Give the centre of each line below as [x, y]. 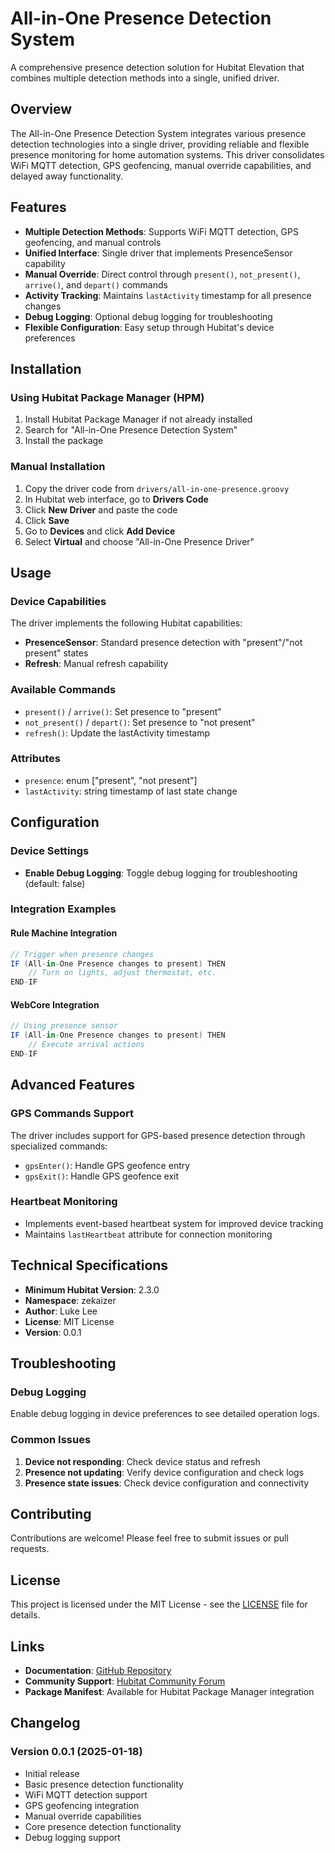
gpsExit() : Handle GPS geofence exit [102, 1176]
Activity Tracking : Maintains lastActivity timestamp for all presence [168, 295]
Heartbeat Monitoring [64, 1202]
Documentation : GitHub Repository [98, 1671]
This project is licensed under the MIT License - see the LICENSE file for [159, 1604]
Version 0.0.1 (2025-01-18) [76, 1752]
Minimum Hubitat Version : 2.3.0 [92, 1289]
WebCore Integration [55, 1004]
